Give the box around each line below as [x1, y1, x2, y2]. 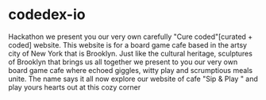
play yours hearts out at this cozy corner [8, 82, 141, 92]
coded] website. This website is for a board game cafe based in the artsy [8, 40, 248, 49]
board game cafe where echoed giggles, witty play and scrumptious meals [8, 65, 253, 75]
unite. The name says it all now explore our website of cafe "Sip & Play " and [8, 74, 258, 83]
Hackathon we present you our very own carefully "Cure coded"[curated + [8, 32, 253, 41]
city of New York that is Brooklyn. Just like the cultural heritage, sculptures [8, 48, 253, 58]
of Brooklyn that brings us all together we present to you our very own [8, 57, 238, 67]
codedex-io [8, 6, 86, 24]
